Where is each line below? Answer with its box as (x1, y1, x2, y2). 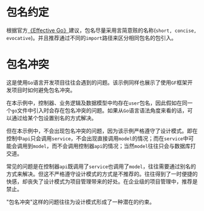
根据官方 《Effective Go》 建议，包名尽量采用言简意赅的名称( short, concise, (6, 27, 197, 34)
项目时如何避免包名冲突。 (11, 86, 76, 94)
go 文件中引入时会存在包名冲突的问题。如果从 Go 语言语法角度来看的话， (12, 106, 188, 114)
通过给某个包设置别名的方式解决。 (11, 114, 97, 122)
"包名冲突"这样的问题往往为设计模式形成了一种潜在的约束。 (6, 198, 155, 206)
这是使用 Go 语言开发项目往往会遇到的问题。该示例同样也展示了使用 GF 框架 (6, 79, 188, 86)
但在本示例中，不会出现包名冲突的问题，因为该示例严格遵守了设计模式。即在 (6, 127, 198, 134)
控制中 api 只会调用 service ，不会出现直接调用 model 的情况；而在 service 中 (6, 134, 189, 142)
